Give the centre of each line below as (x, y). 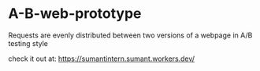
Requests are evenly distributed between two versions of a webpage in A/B (130, 35)
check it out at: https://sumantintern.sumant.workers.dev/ (102, 59)
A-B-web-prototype (75, 14)
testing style (28, 43)
